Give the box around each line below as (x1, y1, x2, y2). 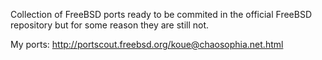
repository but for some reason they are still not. (10, 19, 210, 31)
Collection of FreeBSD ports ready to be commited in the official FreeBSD (10, 9, 312, 20)
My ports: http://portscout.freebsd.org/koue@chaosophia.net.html (10, 39, 284, 50)
